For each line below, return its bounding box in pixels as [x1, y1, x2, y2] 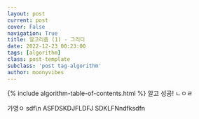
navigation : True [7, 29, 58, 37]
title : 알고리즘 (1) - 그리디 [7, 36, 85, 43]
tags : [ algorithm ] [7, 50, 61, 57]
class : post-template [7, 56, 71, 63]
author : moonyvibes [7, 69, 64, 76]
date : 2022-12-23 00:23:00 [7, 43, 86, 50]
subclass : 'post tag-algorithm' [7, 62, 102, 69]
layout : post [7, 10, 46, 17]
